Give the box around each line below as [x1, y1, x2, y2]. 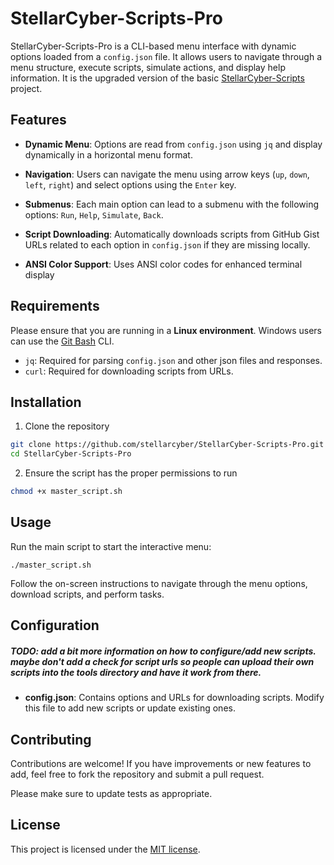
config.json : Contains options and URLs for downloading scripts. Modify [24, 692, 325, 704]
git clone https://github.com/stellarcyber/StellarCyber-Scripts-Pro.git [10, 440, 325, 450]
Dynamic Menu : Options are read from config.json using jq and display [24, 138, 323, 150]
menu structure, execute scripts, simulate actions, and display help [10, 61, 286, 73]
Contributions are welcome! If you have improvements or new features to [10, 757, 312, 769]
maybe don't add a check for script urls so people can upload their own [10, 655, 315, 667]
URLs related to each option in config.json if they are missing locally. [24, 238, 311, 251]
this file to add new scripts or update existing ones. [24, 702, 236, 714]
